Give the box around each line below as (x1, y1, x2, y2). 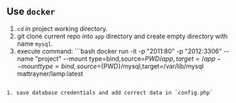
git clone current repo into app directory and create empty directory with (16, 32, 228, 40)
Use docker (6, 6, 56, 18)
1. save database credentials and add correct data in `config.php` (6, 89, 213, 96)
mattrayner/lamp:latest (16, 69, 84, 78)
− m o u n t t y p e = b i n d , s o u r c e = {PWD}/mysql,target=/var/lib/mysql (16, 61, 204, 70)
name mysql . (16, 39, 54, 48)
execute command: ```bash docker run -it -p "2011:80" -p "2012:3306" (16, 47, 223, 55)
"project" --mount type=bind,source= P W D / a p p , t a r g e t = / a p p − (35, 54, 221, 63)
